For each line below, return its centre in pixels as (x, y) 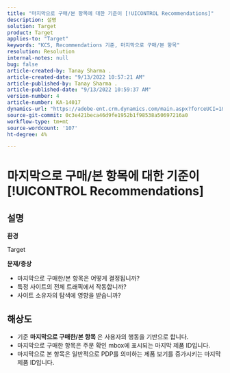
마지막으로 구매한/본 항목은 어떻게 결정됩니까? (78, 279)
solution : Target (32, 26)
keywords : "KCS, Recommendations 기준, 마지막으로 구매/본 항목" (93, 45)
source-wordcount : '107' (42, 128)
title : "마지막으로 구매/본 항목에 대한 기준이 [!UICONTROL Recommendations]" (111, 13)
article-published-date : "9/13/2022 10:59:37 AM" (79, 90)
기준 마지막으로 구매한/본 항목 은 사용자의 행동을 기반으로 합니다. (103, 337)
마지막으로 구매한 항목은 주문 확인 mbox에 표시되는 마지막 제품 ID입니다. (114, 346)
